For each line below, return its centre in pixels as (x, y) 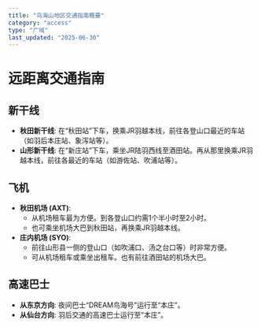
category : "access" (40, 23)
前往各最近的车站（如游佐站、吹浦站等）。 (114, 160)
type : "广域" (28, 30)
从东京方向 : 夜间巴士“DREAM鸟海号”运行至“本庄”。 (102, 305)
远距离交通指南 (57, 79)
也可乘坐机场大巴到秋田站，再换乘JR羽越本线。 (108, 228)
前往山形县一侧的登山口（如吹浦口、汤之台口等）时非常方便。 (131, 247)
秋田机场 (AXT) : (45, 208)
